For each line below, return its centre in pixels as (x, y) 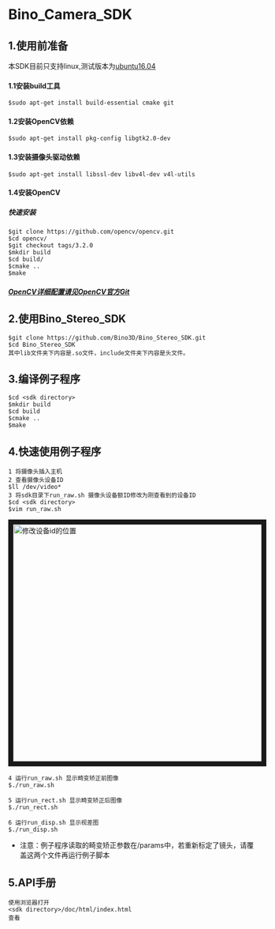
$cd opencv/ (28, 239)
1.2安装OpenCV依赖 (41, 121)
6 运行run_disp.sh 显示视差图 (54, 823)
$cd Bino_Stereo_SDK (42, 344)
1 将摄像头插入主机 (35, 472)
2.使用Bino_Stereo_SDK (67, 319)
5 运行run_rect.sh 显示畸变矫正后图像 (65, 801)
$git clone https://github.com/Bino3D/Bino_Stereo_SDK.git (107, 337)
